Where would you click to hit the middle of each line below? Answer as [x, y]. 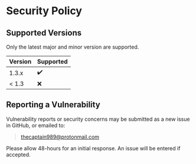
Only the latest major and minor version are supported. [73, 47]
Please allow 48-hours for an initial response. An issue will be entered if [93, 148]
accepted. [18, 155]
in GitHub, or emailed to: [36, 125]
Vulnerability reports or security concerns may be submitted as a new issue [98, 119]
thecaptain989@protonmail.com [60, 137]
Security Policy [44, 11]
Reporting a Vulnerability [53, 105]
